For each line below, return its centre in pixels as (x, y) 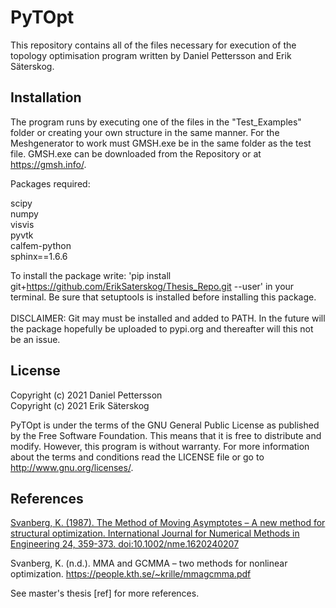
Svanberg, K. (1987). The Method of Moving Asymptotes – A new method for (168, 523)
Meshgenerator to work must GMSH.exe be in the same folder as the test (161, 143)
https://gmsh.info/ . (48, 164)
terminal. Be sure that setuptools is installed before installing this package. (163, 297)
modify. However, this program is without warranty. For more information (160, 446)
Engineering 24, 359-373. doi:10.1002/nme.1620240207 (125, 544)
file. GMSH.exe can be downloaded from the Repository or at (136, 153)
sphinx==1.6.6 (39, 256)
